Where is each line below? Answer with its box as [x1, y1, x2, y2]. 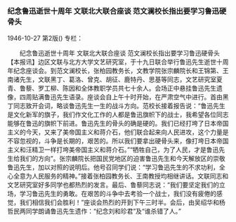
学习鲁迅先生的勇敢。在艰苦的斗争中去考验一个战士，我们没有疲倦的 [19, 190, 216, 198]
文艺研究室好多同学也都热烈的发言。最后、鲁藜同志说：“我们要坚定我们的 [7, 181, 220, 189]
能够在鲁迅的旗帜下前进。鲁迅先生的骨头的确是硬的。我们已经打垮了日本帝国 [7, 119, 229, 128]
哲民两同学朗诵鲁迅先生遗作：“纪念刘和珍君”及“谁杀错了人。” [7, 207, 181, 216]
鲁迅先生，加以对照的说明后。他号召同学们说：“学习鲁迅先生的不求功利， [7, 163, 220, 171]
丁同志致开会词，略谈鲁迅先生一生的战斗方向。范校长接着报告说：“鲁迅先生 [7, 102, 226, 110]
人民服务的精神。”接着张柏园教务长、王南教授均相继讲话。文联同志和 [31, 172, 229, 181]
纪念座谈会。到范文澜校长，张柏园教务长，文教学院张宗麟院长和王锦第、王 [13, 67, 229, 75]
